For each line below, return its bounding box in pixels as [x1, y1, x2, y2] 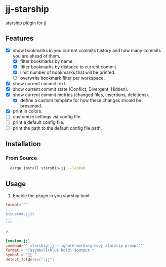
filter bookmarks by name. [20, 58, 74, 64]
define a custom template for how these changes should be [20, 98, 142, 104]
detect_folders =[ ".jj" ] [5, 257, 55, 262]
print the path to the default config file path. [12, 125, 102, 131]
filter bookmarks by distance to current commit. [20, 63, 118, 70]
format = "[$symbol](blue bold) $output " [5, 248, 94, 253]
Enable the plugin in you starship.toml [12, 192, 89, 199]
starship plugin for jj [5, 20, 46, 26]
